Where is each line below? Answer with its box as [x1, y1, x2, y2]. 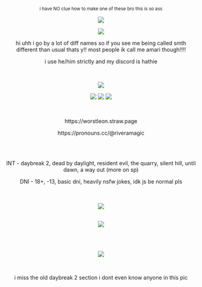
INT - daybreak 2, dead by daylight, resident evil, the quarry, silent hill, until [6, 160, 196, 166]
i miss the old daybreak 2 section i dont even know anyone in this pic [14, 274, 188, 281]
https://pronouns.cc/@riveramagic [57, 129, 145, 136]
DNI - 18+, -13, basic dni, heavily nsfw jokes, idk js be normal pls [19, 178, 183, 185]
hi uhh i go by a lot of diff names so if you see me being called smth [15, 40, 187, 47]
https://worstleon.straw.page [64, 117, 138, 125]
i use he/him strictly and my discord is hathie [44, 58, 158, 65]
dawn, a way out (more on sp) [63, 166, 139, 173]
